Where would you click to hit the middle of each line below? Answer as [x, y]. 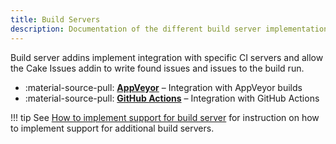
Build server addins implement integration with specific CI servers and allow [167, 57]
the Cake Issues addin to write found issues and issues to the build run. [157, 68]
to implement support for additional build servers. [112, 128]
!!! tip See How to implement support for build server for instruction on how [165, 117]
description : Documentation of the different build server [136, 29]
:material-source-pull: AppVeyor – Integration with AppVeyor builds [163, 87]
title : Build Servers [55, 19]
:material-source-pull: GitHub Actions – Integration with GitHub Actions [172, 98]
